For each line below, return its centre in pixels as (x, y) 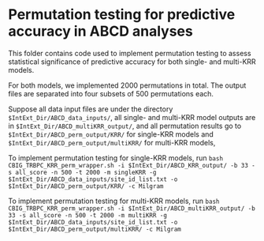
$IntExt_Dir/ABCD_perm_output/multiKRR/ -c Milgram (95, 229)
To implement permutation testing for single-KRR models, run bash (115, 158)
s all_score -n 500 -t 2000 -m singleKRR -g (82, 172)
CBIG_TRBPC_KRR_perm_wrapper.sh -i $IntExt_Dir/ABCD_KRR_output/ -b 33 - (132, 165)
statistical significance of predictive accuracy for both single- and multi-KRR (132, 62)
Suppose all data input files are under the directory (91, 109)
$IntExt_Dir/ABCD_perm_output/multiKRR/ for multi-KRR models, (112, 142)
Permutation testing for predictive (122, 15)
